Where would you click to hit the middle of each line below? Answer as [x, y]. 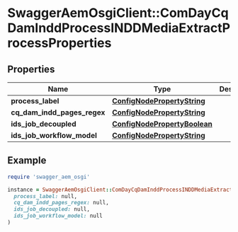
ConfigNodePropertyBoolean [162, 124]
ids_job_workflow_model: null [58, 216]
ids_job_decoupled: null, [52, 209]
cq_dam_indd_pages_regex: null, [62, 203]
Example [27, 161]
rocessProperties [59, 43]
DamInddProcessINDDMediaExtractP [119, 28]
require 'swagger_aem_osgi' [49, 177]
